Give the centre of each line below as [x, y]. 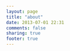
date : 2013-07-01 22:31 [35, 22]
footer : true [22, 39]
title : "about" [25, 17]
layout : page [22, 11]
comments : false [26, 28]
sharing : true [24, 33]
